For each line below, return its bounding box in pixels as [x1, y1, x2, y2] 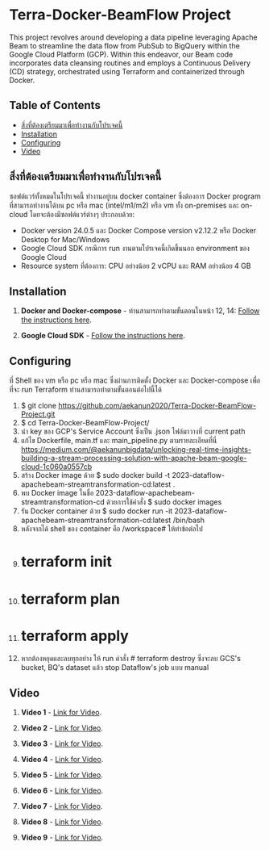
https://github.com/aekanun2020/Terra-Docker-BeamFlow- [58, 401, 257, 411]
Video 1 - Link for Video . [20, 708, 102, 718]
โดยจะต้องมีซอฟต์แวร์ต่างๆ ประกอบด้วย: [29, 209, 135, 219]
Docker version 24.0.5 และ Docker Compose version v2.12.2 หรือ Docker [20, 225, 257, 235]
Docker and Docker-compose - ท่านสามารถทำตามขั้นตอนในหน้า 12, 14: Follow [20, 306, 260, 316]
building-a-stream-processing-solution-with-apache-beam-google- [20, 454, 247, 463]
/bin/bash [172, 515, 205, 525]
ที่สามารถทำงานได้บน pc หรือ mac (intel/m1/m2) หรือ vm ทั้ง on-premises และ [9, 200, 240, 210]
